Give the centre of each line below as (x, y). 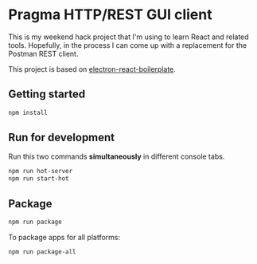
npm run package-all (43, 252)
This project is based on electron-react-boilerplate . (92, 69)
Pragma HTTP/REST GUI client (110, 15)
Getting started (47, 95)
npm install (28, 112)
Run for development (62, 138)
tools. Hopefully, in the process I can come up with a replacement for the (128, 45)
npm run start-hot (39, 179)
